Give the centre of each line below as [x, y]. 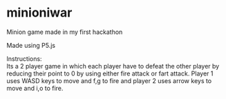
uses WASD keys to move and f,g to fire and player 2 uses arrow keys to [109, 80]
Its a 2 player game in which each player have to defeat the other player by [113, 66]
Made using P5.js [31, 45]
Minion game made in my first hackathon [65, 32]
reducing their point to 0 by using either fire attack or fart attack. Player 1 [110, 73]
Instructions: [24, 58]
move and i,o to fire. [35, 88]
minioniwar [39, 13]
